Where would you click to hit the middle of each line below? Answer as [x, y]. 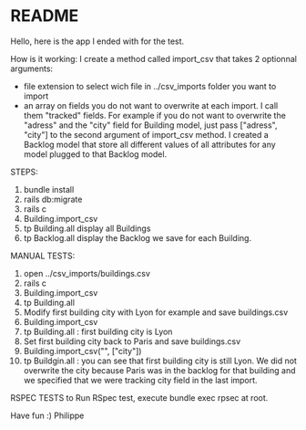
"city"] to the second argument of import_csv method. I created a [146, 134]
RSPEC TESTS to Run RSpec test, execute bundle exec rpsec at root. [139, 397]
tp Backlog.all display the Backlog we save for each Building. [138, 237]
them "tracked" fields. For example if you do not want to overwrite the [154, 115]
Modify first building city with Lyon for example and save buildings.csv [156, 312]
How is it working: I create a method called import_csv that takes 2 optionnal [153, 58]
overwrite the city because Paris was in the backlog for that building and [159, 370]
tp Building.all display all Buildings [87, 228]
